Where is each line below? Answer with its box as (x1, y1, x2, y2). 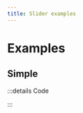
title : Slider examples (7, 10, 77, 17)
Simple (7, 68, 38, 80)
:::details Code (7, 86, 49, 95)
